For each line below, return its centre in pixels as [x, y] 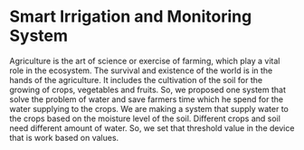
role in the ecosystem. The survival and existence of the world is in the [141, 70]
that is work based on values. [64, 137]
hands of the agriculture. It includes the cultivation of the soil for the [136, 80]
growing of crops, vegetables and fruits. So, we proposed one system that [148, 89]
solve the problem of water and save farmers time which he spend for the [146, 99]
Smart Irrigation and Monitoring [131, 17]
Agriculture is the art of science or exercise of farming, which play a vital [145, 61]
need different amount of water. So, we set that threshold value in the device [152, 127]
